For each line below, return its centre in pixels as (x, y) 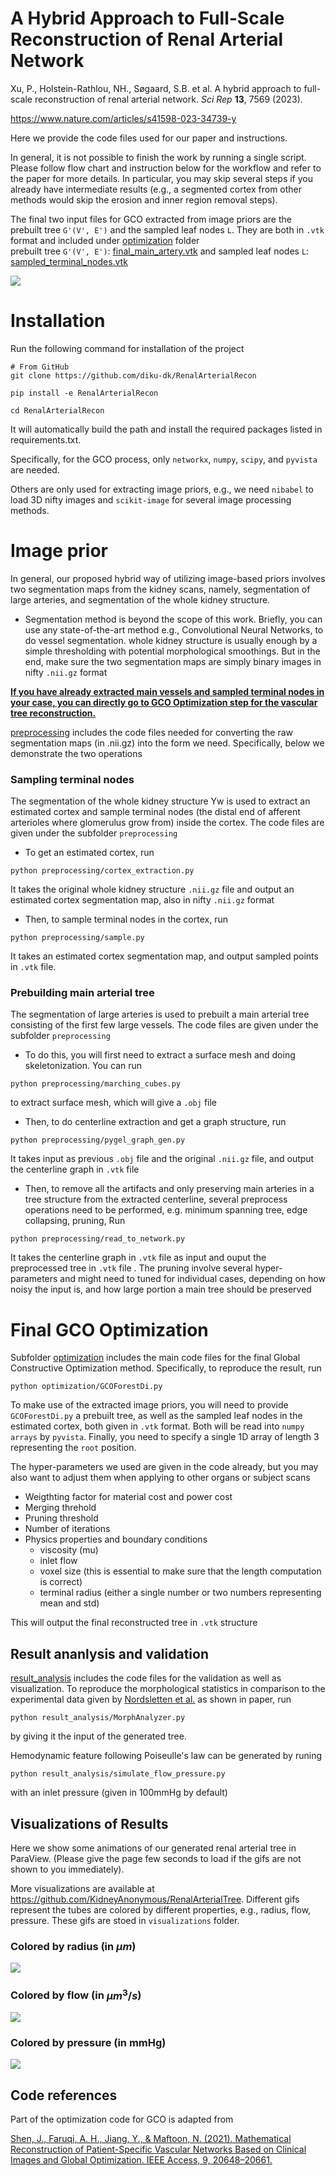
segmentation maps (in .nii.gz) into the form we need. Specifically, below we (167, 743)
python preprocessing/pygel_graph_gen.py (98, 1140)
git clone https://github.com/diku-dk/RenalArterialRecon (133, 375)
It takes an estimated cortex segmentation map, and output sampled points (164, 956)
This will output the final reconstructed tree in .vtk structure (134, 1623)
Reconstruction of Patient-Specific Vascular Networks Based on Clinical (158, 2149)
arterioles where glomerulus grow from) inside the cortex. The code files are (167, 823)
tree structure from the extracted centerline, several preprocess (156, 1199)
